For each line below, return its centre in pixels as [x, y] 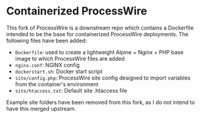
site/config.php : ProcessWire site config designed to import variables [103, 78]
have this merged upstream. [41, 108]
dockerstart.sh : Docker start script [59, 71]
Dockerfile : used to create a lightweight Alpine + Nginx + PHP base [99, 52]
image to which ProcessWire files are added [70, 58]
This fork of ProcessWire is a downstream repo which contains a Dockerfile [100, 28]
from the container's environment [56, 84]
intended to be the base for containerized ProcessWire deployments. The [97, 34]
